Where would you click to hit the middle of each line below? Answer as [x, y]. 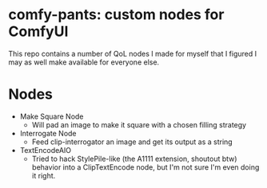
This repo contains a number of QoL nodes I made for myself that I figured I [133, 53]
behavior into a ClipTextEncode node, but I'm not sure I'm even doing [145, 167]
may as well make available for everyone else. [84, 62]
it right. [44, 175]
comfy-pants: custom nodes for [116, 15]
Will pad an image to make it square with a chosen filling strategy [139, 124]
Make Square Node [52, 116]
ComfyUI [38, 31]
